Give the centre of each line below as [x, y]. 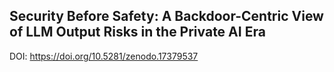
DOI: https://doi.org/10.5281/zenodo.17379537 [104, 56]
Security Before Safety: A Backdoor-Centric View [166, 16]
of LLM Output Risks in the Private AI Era [137, 32]
